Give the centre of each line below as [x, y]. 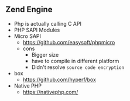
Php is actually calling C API [47, 23]
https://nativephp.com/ [50, 92]
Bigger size [45, 54]
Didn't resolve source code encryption [78, 67]
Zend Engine [29, 10]
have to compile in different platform [75, 61]
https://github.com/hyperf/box [59, 79]
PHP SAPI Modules [37, 30]
